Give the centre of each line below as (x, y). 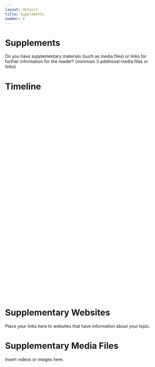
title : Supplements (25, 14)
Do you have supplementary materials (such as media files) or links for (76, 56)
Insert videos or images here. (35, 360)
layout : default (21, 10)
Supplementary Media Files (62, 346)
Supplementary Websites (58, 313)
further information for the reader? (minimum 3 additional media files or (77, 61)
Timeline (23, 86)
